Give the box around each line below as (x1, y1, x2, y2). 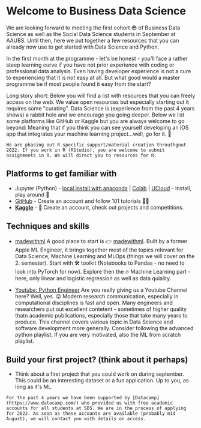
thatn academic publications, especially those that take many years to (14, 312, 188, 319)
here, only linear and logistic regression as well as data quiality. (14, 274, 172, 282)
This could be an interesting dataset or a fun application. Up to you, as (14, 377, 189, 384)
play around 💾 (14, 191, 50, 198)
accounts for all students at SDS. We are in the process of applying (6, 405, 187, 412)
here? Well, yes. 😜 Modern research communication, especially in (14, 292, 179, 300)
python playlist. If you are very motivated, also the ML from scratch (14, 331, 181, 338)
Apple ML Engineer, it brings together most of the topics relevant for (14, 246, 184, 253)
